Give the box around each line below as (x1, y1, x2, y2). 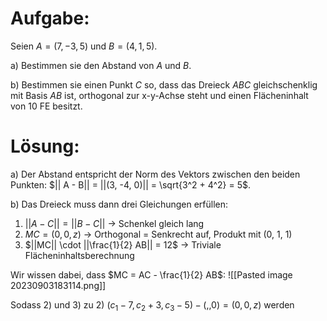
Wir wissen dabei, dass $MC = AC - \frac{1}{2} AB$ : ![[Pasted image (10, 268, 293, 281)
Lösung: (10, 135, 80, 158)
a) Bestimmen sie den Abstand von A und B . (10, 59, 192, 71)
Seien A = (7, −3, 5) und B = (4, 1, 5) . (10, 40, 158, 52)
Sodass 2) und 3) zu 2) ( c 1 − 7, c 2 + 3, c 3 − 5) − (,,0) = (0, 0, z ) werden (10, 298, 295, 313)
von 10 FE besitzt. (10, 100, 83, 112)
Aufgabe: (10, 7, 90, 30)
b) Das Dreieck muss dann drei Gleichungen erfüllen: (10, 198, 229, 210)
